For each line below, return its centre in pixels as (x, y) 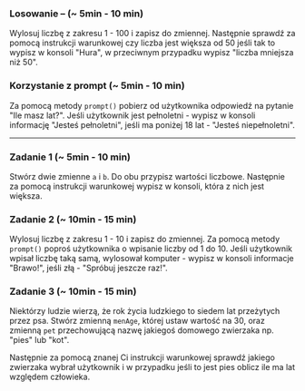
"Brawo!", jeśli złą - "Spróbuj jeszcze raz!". (89, 268)
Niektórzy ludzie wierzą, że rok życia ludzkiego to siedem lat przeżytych (145, 311)
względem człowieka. (50, 377)
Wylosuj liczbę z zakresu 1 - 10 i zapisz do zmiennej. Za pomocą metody (145, 239)
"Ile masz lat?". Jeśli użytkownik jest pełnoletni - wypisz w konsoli (133, 115)
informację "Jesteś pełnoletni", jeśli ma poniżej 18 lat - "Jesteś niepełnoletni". (152, 124)
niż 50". (24, 63)
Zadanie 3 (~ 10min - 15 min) (73, 291)
